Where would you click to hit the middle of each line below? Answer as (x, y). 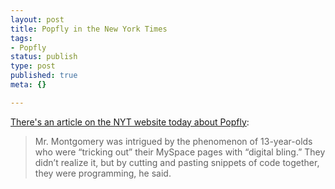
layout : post (37, 19)
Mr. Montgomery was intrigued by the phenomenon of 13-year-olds (173, 141)
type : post (33, 66)
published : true (44, 76)
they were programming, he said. (103, 173)
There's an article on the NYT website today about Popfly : (130, 122)
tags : (21, 38)
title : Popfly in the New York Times (89, 29)
